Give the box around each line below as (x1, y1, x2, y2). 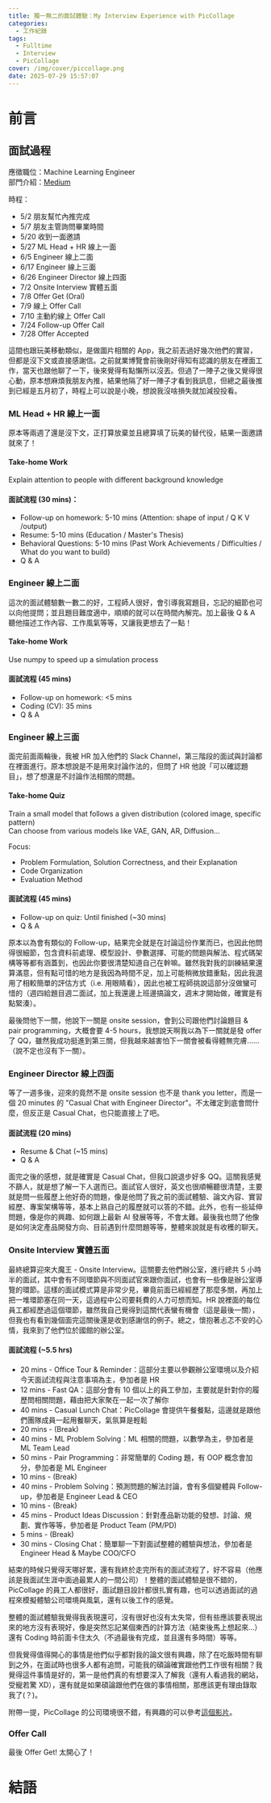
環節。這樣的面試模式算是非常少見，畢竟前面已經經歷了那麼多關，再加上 (22, 1285, 263, 1294)
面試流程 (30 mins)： (8, 494, 79, 504)
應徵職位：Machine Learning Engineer (8, 167, 135, 176)
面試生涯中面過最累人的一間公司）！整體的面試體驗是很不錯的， (29, 1574, 242, 1585)
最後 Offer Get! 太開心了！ (8, 1747, 95, 1757)
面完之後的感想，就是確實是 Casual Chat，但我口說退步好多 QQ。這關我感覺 (8, 1172, 262, 1181)
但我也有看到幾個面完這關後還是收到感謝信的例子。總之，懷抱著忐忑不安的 (8, 1315, 256, 1324)
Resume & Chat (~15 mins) (19, 1146, 109, 1156)
